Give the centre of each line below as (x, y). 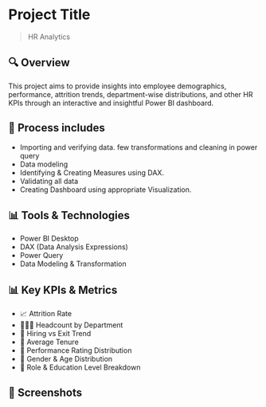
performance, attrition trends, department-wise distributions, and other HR (131, 94)
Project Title (49, 15)
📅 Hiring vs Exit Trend (55, 334)
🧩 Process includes (57, 128)
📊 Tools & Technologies (69, 215)
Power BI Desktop (49, 239)
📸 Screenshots (45, 392)
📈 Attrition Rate (46, 314)
